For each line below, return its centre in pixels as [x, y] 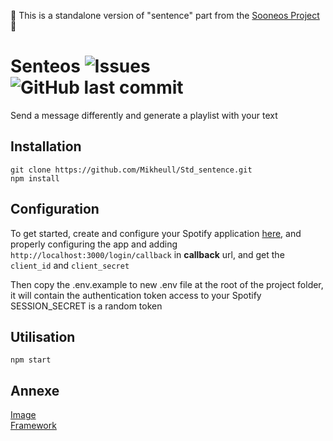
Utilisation [43, 336]
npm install [35, 178]
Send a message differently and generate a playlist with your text [144, 115]
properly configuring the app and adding [94, 244]
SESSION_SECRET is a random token [86, 306]
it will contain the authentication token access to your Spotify [136, 295]
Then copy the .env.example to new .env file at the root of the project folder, [167, 284]
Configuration [55, 209]
